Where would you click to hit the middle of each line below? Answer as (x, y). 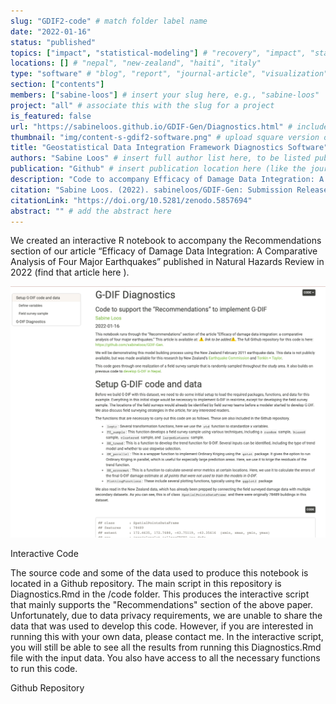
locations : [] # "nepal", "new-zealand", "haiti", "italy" (136, 63)
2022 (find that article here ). (70, 272)
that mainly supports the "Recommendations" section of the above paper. (162, 604)
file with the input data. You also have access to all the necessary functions (165, 657)
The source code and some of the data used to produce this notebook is (159, 572)
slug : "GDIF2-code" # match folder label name (109, 21)
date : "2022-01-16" (51, 31)
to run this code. (44, 668)
